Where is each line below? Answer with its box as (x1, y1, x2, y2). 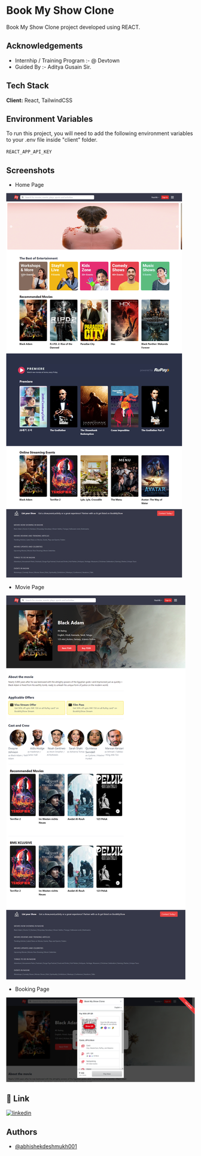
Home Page (14, 181, 44, 189)
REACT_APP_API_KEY (6, 149, 52, 155)
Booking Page (14, 985, 50, 993)
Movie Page (14, 584, 45, 591)
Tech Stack (6, 80, 49, 91)
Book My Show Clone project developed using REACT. (6, 23, 141, 31)
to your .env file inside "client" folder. (6, 136, 98, 144)
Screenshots (6, 165, 55, 175)
